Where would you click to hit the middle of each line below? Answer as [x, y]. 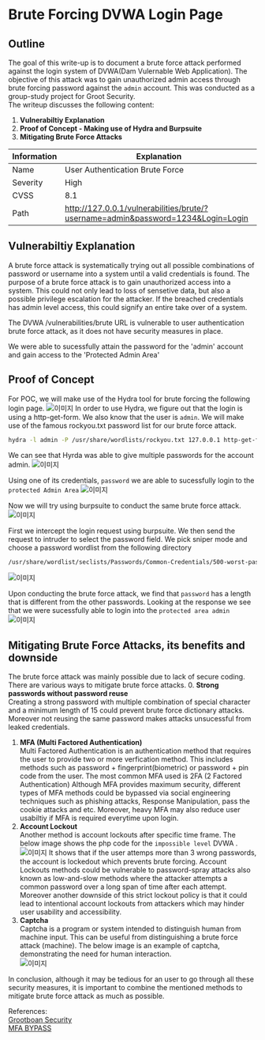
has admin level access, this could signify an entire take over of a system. [128, 307]
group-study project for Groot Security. [72, 96]
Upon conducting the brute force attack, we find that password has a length [130, 594]
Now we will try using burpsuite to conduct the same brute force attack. [125, 505]
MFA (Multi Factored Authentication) [81, 743]
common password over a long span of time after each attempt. [123, 887]
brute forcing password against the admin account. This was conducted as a [131, 88]
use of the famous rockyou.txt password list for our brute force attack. [122, 425]
